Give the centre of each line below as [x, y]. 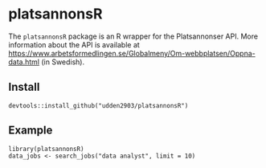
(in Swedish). [63, 62]
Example [31, 131]
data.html [24, 62]
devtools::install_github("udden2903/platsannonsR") [98, 105]
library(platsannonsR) [46, 149]
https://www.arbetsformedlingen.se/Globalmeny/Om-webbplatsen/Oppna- [132, 53]
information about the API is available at [74, 44]
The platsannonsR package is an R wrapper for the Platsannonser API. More [133, 36]
